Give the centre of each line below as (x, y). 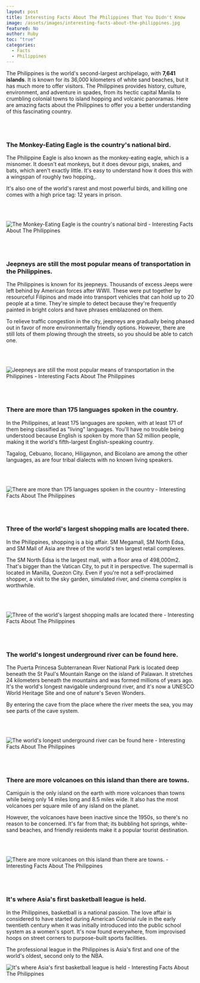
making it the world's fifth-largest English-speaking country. (80, 442)
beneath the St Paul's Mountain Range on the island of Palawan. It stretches (99, 674)
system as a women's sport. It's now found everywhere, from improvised (96, 931)
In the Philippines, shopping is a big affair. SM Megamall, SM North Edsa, (96, 542)
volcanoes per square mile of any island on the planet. (73, 806)
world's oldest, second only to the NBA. (55, 956)
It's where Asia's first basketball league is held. (76, 899)
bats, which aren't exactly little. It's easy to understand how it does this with (99, 170)
